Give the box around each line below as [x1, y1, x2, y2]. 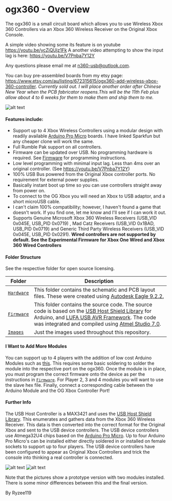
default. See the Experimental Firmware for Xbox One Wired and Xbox [12, 237, 165, 243]
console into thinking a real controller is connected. [5, 454, 114, 460]
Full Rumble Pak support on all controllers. [12, 144, 102, 150]
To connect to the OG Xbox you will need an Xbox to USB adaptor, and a [12, 193, 165, 199]
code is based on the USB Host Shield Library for [34, 308, 152, 315]
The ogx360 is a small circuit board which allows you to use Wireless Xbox [5, 21, 163, 27]
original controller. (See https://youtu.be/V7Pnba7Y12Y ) [12, 166, 130, 172]
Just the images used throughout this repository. [34, 329, 151, 336]
